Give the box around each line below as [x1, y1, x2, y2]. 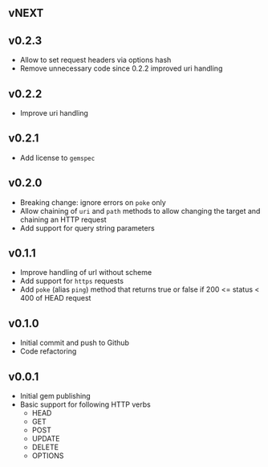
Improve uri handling [19, 109, 88, 118]
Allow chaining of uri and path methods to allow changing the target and [19, 206, 261, 215]
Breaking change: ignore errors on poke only [19, 197, 166, 207]
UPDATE [31, 434, 60, 444]
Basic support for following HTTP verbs [19, 399, 151, 409]
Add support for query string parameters [19, 223, 155, 232]
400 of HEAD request [19, 293, 91, 303]
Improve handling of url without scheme [19, 268, 152, 277]
